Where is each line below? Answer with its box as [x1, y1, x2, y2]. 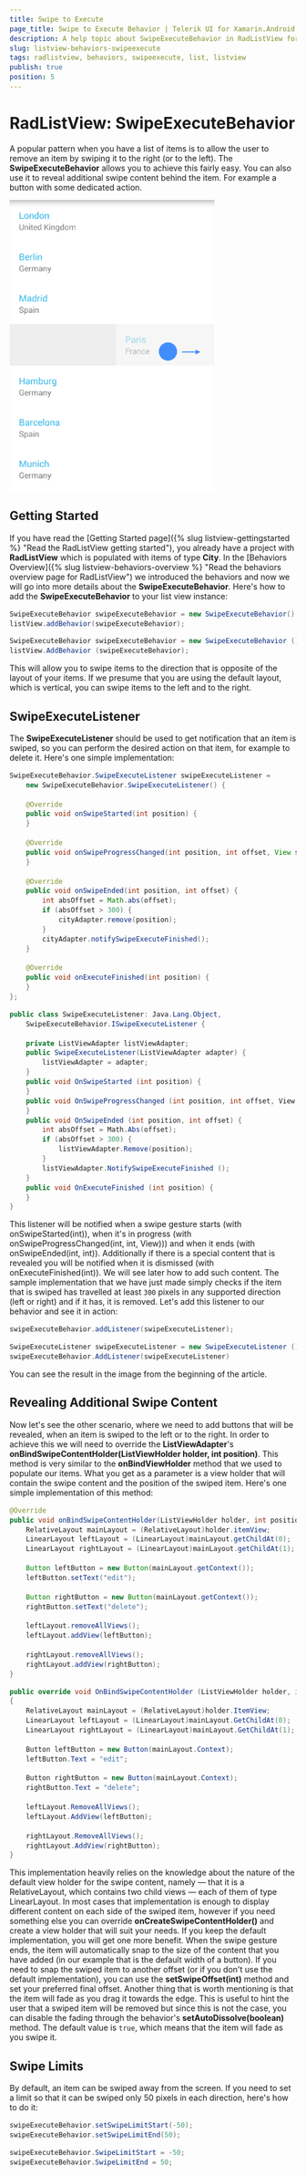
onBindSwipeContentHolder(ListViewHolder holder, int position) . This [9, 1448, 280, 1459]
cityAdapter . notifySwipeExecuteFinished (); [42, 934, 209, 943]
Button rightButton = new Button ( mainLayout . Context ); [25, 1774, 239, 1783]
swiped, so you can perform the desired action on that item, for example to [9, 742, 291, 753]
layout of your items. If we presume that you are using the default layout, [9, 672, 282, 683]
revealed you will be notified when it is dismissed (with [9, 1257, 215, 1268]
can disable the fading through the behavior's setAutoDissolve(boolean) [9, 2013, 285, 2024]
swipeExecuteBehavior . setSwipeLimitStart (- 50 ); [9, 2121, 194, 2130]
